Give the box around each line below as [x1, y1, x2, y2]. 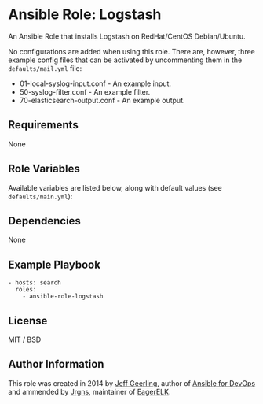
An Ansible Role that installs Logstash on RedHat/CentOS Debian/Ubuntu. [8, 32, 246, 41]
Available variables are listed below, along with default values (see [8, 183, 222, 192]
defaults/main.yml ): [8, 191, 73, 201]
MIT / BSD [8, 335, 42, 344]
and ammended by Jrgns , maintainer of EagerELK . [8, 387, 171, 396]
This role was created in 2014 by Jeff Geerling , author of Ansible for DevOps [8, 378, 256, 387]
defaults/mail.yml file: [8, 63, 82, 72]
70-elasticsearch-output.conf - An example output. [19, 95, 185, 105]
